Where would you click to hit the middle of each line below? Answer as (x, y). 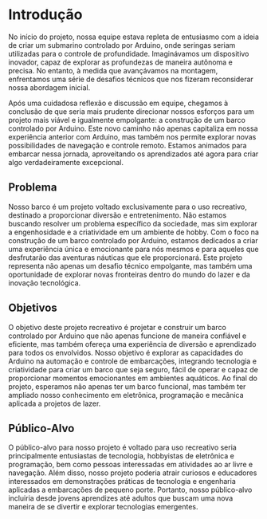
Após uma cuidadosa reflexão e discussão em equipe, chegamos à (118, 103)
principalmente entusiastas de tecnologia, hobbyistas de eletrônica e (122, 456)
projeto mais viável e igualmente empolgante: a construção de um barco (127, 120)
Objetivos (33, 308)
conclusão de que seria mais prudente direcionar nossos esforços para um (132, 111)
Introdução (45, 15)
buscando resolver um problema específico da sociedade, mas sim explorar (133, 223)
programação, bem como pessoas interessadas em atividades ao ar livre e (131, 465)
